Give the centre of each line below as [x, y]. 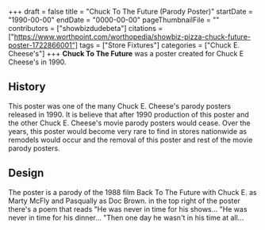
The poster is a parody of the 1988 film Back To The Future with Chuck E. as [132, 192]
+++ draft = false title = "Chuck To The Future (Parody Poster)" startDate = [131, 11]
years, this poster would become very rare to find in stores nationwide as [128, 131]
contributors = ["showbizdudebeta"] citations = [86, 28]
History [27, 87]
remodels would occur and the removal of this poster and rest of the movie [131, 140]
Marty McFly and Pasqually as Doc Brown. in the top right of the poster [124, 201]
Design [26, 173]
